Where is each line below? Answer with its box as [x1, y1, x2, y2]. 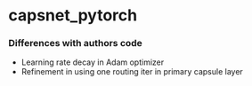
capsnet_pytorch [8, 5, 138, 26]
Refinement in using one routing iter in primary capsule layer [20, 66, 244, 77]
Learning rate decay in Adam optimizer [20, 57, 165, 67]
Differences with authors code [8, 37, 143, 50]
